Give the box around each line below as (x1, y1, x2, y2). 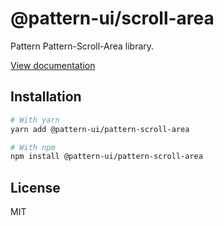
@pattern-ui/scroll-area (10, 7, 215, 30)
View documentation (10, 59, 96, 71)
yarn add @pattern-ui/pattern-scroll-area (10, 124, 190, 134)
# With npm (10, 142, 56, 152)
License (10, 179, 61, 196)
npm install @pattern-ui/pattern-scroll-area (10, 152, 203, 162)
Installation (10, 88, 82, 106)
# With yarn (10, 115, 60, 125)
